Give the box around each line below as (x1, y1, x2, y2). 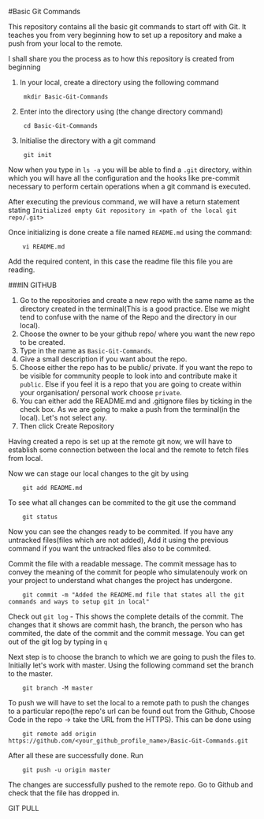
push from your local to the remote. (8, 39, 124, 48)
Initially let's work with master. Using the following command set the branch (8, 660, 254, 670)
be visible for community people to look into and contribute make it (19, 371, 238, 380)
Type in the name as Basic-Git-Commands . (19, 346, 154, 355)
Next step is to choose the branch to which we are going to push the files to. (8, 653, 256, 661)
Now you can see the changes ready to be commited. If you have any (8, 527, 234, 536)
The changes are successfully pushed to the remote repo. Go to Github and (8, 780, 254, 789)
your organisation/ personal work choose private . (19, 388, 183, 397)
